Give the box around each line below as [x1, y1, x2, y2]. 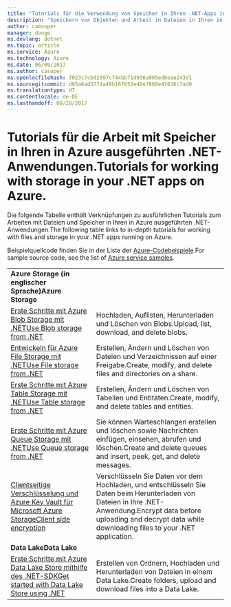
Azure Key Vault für [10, 497, 74, 506]
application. [96, 531, 134, 541]
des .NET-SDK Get [10, 571, 69, 581]
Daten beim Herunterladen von [96, 488, 196, 498]
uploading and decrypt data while [96, 514, 205, 524]
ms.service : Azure [7, 49, 60, 56]
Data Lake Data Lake [10, 542, 78, 552]
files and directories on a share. [96, 369, 198, 378]
